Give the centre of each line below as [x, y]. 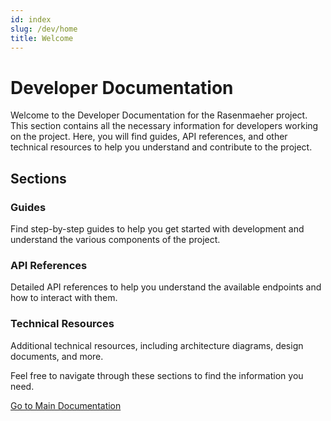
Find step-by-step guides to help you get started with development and [157, 229]
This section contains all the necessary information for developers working [164, 126]
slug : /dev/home [44, 29]
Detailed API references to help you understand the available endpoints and [166, 287]
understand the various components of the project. [115, 239]
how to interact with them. [64, 298]
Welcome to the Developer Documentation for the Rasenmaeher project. [159, 115]
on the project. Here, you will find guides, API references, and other [149, 137]
